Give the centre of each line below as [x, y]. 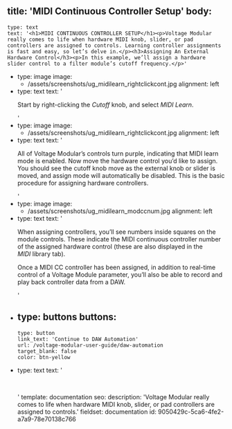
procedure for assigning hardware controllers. [83, 183]
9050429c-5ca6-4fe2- [191, 412]
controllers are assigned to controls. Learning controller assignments [114, 45]
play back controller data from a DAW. [71, 282]
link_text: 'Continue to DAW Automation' [78, 339]
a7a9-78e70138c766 [46, 419]
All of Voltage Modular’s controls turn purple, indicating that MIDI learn [118, 153]
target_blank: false [47, 351]
